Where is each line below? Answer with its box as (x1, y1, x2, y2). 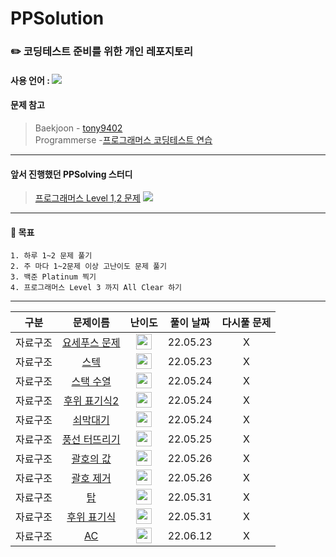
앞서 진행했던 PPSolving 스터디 (10, 168, 133, 180)
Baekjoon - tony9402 (34, 122, 123, 134)
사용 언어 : (10, 74, 50, 86)
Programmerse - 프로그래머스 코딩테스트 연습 (34, 133, 213, 146)
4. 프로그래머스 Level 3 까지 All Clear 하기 (10, 283, 183, 293)
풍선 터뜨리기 (61, 432, 121, 446)
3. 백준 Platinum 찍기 (10, 272, 97, 282)
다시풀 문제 (221, 316, 272, 330)
